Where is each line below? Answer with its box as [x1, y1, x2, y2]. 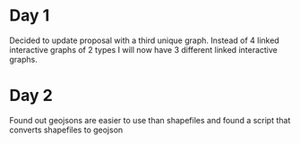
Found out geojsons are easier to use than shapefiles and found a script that [9, 114, 291, 125]
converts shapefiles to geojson [9, 124, 124, 135]
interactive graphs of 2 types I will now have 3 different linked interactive [9, 44, 278, 55]
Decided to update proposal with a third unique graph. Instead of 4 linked [9, 35, 279, 46]
